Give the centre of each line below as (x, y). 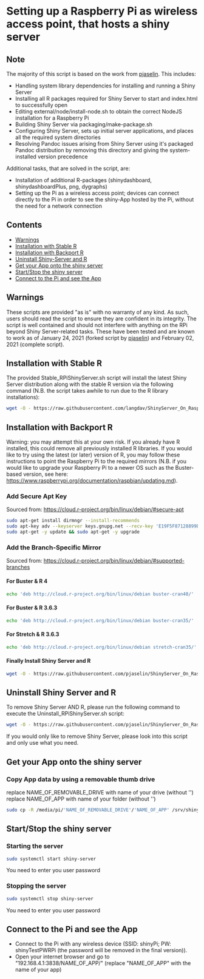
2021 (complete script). (36, 344)
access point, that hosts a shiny (88, 24)
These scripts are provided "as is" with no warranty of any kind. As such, (98, 312)
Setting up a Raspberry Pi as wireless (102, 11)
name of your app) (38, 970)
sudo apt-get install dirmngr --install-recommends (73, 521)
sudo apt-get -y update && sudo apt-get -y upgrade (73, 532)
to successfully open (41, 105)
